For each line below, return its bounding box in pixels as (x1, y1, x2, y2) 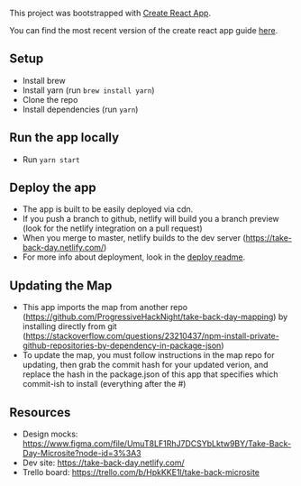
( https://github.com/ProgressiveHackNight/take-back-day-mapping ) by (22, 311, 288, 323)
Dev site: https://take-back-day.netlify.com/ (22, 457, 185, 468)
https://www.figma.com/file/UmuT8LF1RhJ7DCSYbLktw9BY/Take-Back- (22, 438, 291, 449)
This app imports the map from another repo (22, 302, 187, 313)
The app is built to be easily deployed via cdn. (22, 204, 194, 215)
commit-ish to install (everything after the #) (22, 379, 187, 390)
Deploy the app (9, 180, 96, 196)
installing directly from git (22, 321, 117, 332)
